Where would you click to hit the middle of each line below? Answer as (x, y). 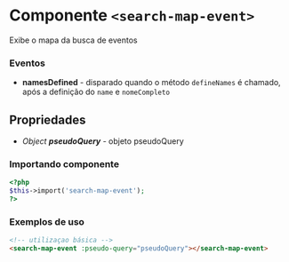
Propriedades (48, 119)
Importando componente (64, 163)
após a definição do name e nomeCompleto (96, 92)
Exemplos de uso (47, 221)
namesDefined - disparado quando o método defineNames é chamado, (152, 83)
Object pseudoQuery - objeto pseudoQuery (103, 141)
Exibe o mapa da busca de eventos (73, 40)
